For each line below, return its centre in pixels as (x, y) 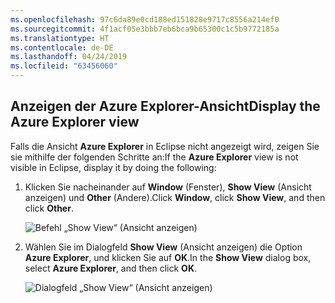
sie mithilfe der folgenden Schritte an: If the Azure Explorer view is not (154, 157)
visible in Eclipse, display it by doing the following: (113, 167)
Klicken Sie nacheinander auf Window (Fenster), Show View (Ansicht (168, 187)
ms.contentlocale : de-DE (62, 47)
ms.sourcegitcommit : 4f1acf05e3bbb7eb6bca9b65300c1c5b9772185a (145, 29)
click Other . (49, 208)
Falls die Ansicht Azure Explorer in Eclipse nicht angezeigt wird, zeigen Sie (165, 146)
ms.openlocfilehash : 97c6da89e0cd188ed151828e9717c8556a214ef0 (145, 19)
